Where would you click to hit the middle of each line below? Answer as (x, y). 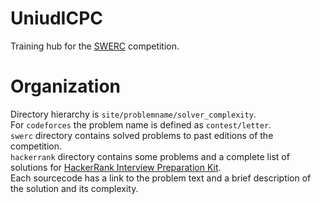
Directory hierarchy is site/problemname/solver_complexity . (133, 114)
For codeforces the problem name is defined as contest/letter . (141, 124)
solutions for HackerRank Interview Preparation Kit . (116, 167)
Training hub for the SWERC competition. (95, 46)
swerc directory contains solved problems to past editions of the (142, 135)
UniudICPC (57, 18)
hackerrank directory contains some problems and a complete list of (150, 156)
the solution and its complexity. (74, 188)
